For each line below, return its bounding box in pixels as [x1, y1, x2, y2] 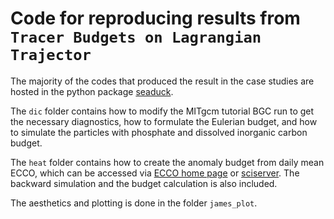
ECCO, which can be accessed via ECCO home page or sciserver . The [10, 167, 300, 179]
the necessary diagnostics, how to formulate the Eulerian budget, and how [10, 115, 318, 127]
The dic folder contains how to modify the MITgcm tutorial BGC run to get [10, 105, 315, 117]
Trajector [10, 46, 92, 65]
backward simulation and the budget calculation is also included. [10, 177, 278, 189]
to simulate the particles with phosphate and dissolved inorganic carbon [10, 126, 308, 138]
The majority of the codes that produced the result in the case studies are [10, 75, 315, 87]
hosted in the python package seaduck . [10, 85, 174, 97]
